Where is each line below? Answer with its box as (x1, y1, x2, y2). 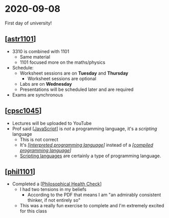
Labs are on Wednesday (19, 81, 72, 87)
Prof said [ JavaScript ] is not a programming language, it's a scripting (12, 126, 157, 132)
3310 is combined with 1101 (12, 48, 69, 54)
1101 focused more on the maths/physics (19, 59, 106, 65)
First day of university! (5, 20, 52, 26)
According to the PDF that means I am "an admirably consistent (27, 192, 161, 198)
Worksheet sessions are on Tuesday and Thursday (19, 70, 129, 76)
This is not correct (19, 136, 59, 142)
